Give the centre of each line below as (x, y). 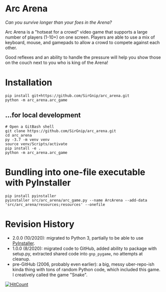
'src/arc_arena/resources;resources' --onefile (55, 204)
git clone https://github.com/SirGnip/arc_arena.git (61, 131)
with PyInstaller (38, 182)
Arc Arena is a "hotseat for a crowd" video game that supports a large (76, 32)
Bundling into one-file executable (75, 172)
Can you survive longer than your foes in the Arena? (59, 22)
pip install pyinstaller (31, 196)
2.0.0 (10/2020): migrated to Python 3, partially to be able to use (78, 238)
